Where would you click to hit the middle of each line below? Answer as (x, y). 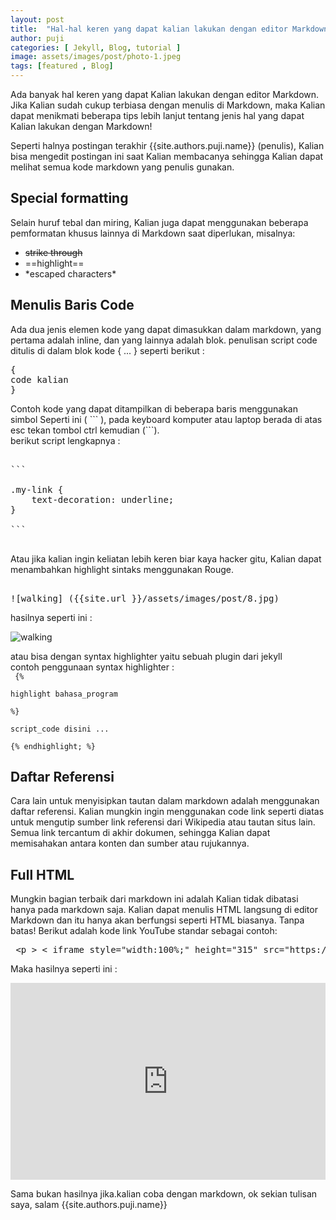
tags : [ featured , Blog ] (62, 66)
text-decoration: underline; (103, 499)
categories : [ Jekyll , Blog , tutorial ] (96, 47)
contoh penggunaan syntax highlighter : (92, 667)
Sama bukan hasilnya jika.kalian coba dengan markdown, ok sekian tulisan (164, 1194)
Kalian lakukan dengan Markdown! (81, 126)
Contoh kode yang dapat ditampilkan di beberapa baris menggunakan (154, 408)
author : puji (37, 38)
